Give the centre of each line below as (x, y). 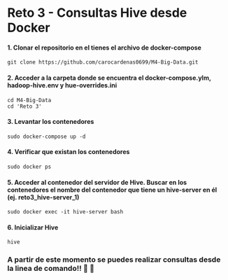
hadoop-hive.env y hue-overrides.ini (62, 85)
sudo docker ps (29, 167)
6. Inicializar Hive (33, 227)
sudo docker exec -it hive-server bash (65, 212)
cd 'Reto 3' (24, 106)
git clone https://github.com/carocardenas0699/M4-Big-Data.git (103, 62)
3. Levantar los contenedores (51, 122)
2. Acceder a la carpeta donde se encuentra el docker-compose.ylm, (109, 78)
